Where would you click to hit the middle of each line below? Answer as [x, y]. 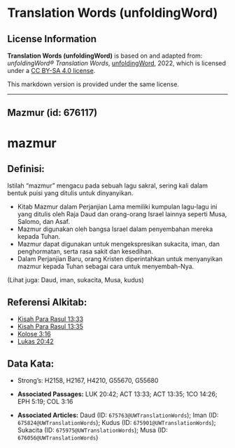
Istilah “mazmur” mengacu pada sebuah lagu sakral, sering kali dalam [108, 186]
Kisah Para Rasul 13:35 [50, 327]
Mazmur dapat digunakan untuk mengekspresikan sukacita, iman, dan [119, 244]
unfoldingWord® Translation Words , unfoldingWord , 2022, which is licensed [116, 63]
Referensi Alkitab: [47, 302]
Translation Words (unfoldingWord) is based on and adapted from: [105, 55]
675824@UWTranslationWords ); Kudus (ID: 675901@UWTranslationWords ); [116, 423]
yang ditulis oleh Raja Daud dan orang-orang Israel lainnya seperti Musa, [122, 214]
